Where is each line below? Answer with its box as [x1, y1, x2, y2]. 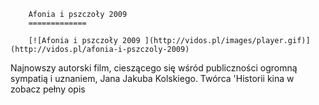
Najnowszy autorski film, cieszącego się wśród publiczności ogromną [10, 62, 298, 74]
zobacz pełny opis [10, 83, 86, 95]
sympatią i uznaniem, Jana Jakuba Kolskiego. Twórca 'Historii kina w [10, 73, 295, 84]
